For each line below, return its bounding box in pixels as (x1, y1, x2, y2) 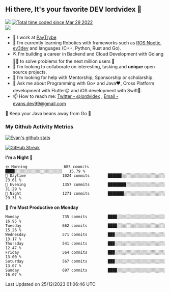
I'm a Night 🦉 (5, 154, 33, 161)
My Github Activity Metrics (5, 123, 74, 130)
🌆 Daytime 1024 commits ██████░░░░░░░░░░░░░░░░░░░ (5, 173, 165, 178)
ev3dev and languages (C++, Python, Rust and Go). (12, 45, 121, 51)
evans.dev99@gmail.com (12, 100, 66, 107)
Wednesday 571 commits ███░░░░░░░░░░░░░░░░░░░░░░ (5, 232, 165, 237)
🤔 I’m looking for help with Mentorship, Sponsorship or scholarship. (12, 74, 154, 81)
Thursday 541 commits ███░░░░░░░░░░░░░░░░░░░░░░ (5, 241, 165, 246)
